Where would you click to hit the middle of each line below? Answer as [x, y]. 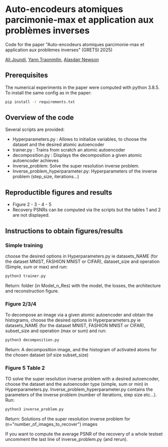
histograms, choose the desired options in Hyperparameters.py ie [73, 320]
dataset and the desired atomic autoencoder [58, 144]
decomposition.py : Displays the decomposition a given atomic [77, 155]
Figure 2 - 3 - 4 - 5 [32, 205]
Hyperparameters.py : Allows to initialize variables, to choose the [79, 139]
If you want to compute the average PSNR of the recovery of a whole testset [84, 434]
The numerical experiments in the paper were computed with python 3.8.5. [82, 87]
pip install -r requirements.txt [40, 102]
